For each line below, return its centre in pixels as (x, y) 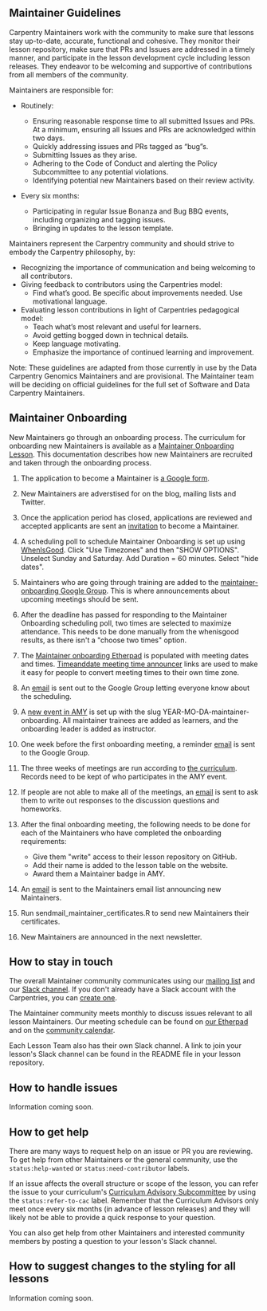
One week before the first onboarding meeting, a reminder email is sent (138, 744)
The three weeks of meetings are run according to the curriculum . (129, 767)
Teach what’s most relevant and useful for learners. (117, 327)
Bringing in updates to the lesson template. (103, 228)
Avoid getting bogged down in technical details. (111, 335)
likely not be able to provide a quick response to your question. (112, 1218)
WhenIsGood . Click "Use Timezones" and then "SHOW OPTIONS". (130, 550)
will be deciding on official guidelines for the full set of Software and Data (130, 384)
